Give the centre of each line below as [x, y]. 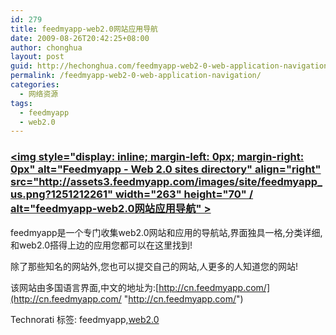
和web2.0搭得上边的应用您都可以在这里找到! [101, 245]
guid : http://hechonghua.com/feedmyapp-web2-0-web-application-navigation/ [171, 66]
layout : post [37, 57]
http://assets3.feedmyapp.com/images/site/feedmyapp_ [180, 182]
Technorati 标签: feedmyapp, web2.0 [85, 319]
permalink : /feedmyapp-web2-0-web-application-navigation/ [136, 76]
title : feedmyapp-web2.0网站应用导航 [84, 29]
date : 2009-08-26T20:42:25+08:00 [80, 38]
